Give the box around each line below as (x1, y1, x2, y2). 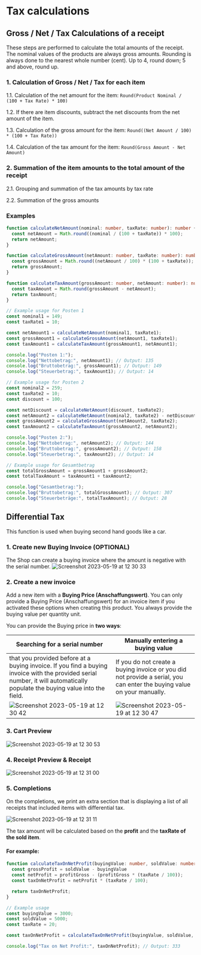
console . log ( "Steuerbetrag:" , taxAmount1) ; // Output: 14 (6, 369, 154, 375)
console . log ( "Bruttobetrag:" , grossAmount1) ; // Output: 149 (6, 363, 162, 369)
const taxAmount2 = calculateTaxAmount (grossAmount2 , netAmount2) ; (6, 424, 178, 430)
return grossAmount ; (11, 264, 63, 270)
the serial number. (6, 563, 51, 570)
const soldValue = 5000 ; (6, 916, 68, 922)
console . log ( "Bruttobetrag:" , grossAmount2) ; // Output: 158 (6, 445, 162, 451)
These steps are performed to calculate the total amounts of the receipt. (6, 44, 184, 51)
